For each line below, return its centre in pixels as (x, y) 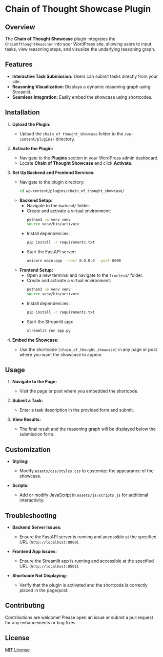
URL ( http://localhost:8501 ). (49, 566)
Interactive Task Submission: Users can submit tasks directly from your (85, 76)
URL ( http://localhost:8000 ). (49, 542)
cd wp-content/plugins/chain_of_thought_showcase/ (72, 191)
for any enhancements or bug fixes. (41, 622)
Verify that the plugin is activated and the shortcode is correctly (83, 585)
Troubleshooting (31, 515)
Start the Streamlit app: (50, 322)
